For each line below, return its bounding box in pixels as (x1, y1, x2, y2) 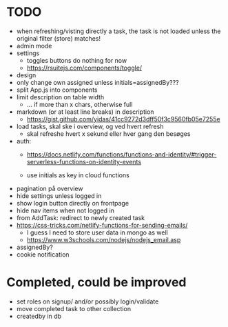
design (16, 70, 37, 79)
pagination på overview (16, 184, 83, 192)
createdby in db (16, 312, 62, 320)
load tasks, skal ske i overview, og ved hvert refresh (16, 122, 164, 130)
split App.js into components (16, 86, 98, 94)
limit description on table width (16, 92, 105, 101)
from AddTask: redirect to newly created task (16, 213, 145, 221)
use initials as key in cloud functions (26, 170, 130, 179)
